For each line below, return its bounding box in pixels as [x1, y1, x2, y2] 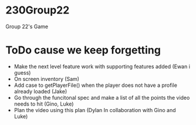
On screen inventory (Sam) [13, 75, 80, 82]
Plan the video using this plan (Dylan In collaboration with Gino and [13, 106, 177, 113]
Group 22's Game [5, 23, 48, 30]
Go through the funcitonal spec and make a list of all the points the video [13, 94, 190, 101]
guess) [13, 69, 31, 76]
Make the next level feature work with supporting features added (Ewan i [13, 63, 190, 70]
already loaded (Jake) [13, 87, 67, 94]
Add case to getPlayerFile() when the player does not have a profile [13, 82, 177, 89]
